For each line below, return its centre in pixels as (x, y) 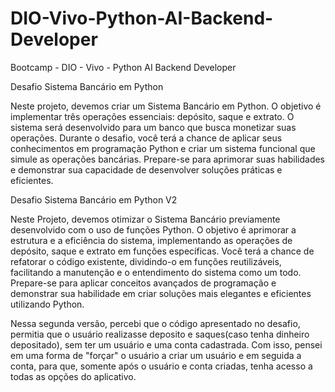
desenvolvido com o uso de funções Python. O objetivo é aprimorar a (153, 229)
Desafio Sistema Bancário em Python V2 (94, 199)
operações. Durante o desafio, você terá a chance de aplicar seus (146, 138)
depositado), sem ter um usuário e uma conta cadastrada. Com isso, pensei (166, 344)
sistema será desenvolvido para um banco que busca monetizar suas (153, 127)
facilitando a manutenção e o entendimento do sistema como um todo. (156, 272)
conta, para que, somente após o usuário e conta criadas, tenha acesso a (161, 366)
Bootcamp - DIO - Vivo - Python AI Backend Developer (123, 67)
